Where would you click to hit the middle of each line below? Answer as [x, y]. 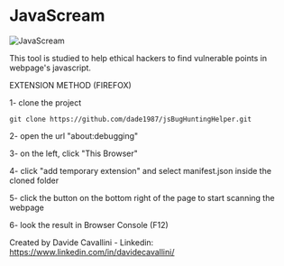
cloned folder [34, 180]
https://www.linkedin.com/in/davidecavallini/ [92, 252]
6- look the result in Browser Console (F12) [89, 225]
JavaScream [57, 16]
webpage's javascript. [50, 68]
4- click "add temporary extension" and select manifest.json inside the [141, 170]
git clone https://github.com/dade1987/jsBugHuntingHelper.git [131, 119]
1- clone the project [46, 102]
